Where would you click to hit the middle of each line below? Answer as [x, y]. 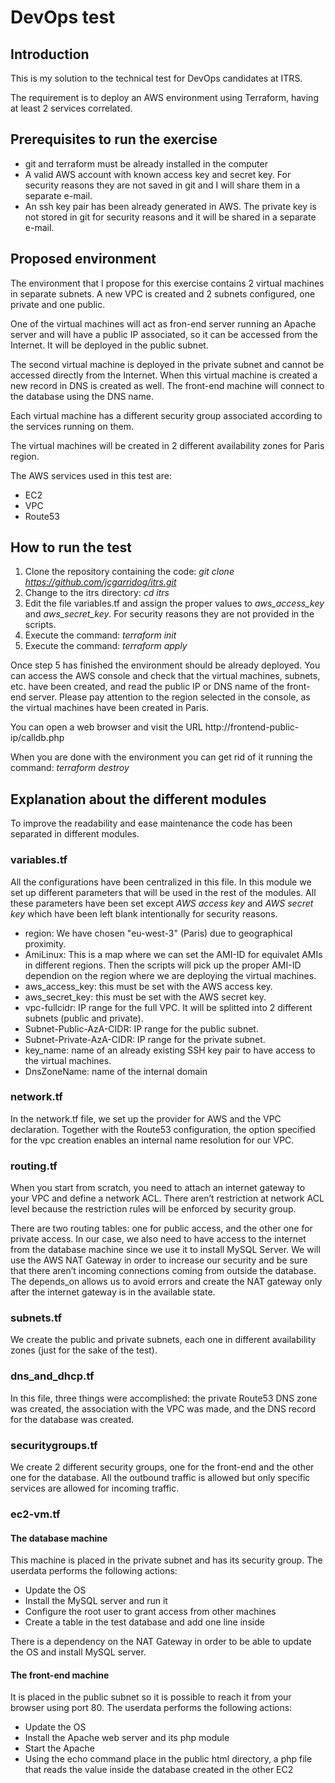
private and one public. [58, 304]
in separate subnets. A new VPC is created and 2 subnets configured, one [163, 293]
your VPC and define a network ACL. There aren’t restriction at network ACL [167, 1198]
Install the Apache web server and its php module [127, 1738]
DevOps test [63, 17]
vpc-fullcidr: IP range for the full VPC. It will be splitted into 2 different [168, 1007]
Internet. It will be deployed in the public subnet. [109, 345]
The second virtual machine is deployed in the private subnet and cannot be [167, 364]
